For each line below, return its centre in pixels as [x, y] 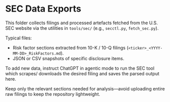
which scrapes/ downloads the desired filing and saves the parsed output [82, 73]
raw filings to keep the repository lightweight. [53, 94]
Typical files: [19, 38]
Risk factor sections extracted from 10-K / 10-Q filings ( [70, 47]
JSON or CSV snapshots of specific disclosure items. [68, 58]
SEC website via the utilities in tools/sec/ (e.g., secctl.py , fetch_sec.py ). [82, 28]
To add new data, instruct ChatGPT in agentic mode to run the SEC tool [80, 68]
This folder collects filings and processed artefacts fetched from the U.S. [82, 23]
